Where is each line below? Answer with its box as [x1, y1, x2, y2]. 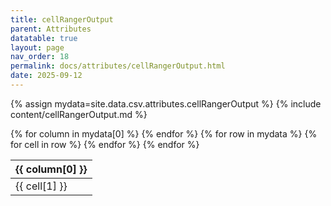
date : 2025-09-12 [10, 71, 83, 81]
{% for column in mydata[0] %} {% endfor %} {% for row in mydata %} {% [10, 127, 318, 140]
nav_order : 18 [10, 52, 70, 62]
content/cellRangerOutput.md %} [10, 108, 148, 120]
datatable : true [10, 33, 78, 43]
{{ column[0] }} [15, 162, 88, 176]
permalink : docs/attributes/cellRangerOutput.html [10, 61, 226, 71]
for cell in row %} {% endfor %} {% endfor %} [10, 138, 200, 150]
